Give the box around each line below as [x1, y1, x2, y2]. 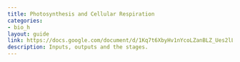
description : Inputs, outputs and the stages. [7, 43, 149, 51]
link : [7, 37, 24, 44]
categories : [7, 17, 43, 24]
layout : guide [7, 30, 50, 38]
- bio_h [7, 24, 31, 31]
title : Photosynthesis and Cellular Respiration [7, 10, 155, 18]
